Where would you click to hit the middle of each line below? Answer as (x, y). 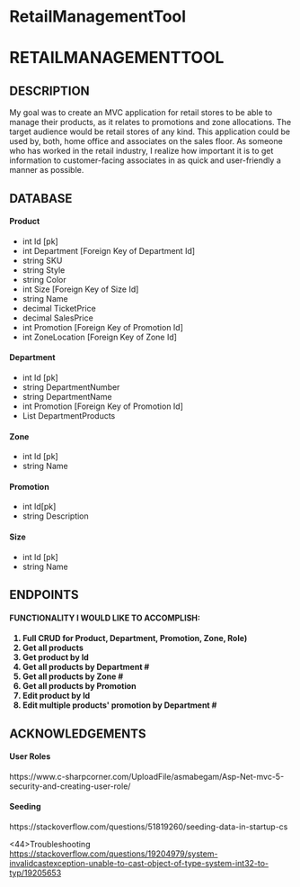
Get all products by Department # (86, 667)
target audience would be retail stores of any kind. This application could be (150, 131)
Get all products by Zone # (73, 676)
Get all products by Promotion (79, 686)
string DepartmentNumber (71, 387)
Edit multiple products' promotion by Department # (119, 705)
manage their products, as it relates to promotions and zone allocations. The (150, 122)
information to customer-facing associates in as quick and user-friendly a (145, 160)
